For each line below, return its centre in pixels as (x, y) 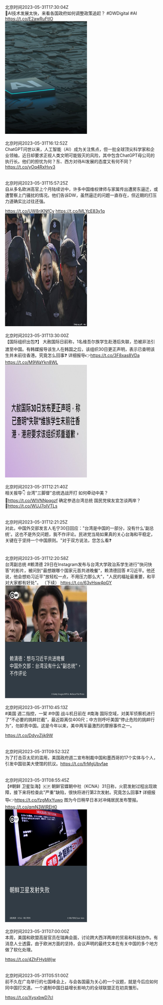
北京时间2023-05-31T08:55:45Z (37, 780)
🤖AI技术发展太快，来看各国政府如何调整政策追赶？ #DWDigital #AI (71, 13)
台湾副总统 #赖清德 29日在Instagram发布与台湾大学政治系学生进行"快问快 (79, 564)
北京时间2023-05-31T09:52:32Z (37, 752)
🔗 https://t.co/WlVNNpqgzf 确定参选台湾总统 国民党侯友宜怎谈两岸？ (73, 500)
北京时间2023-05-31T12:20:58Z (37, 558)
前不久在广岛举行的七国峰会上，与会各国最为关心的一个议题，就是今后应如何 (81, 982)
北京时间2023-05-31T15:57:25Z (37, 183)
